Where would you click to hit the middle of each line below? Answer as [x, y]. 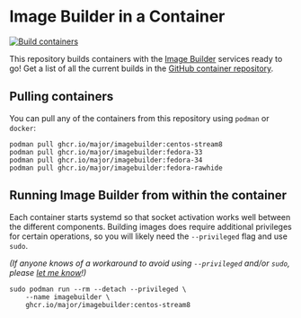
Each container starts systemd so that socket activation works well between [150, 216]
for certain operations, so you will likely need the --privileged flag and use [148, 236]
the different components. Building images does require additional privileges [150, 226]
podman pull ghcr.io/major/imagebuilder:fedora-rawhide [116, 168]
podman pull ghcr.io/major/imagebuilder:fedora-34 [106, 160]
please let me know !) [48, 272]
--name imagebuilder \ [68, 297]
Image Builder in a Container [117, 17]
